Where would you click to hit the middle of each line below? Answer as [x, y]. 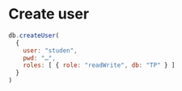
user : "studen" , [51, 50]
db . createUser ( [34, 35]
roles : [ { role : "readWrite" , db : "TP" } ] [99, 65]
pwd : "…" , [40, 58]
